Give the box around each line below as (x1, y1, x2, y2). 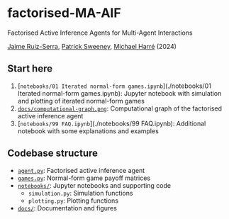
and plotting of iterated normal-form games (17, 96, 145, 105)
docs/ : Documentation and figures (17, 203, 117, 212)
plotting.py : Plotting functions (28, 196, 119, 205)
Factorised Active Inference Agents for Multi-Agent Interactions (7, 28, 193, 37)
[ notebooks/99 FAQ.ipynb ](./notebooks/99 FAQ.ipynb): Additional (17, 119, 206, 128)
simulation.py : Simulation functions (28, 189, 133, 197)
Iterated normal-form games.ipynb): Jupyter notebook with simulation (17, 89, 222, 97)
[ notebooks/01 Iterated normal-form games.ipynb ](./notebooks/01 (17, 82, 211, 90)
